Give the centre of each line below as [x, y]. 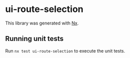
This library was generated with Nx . [42, 23]
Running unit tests [34, 39]
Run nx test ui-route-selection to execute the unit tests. [65, 50]
